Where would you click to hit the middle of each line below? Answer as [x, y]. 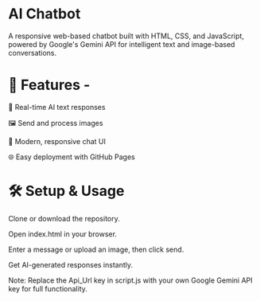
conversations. [33, 53]
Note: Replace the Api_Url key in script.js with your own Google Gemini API [130, 280]
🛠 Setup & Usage [66, 191]
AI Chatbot [45, 14]
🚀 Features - [49, 85]
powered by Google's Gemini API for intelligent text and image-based [122, 44]
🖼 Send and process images [56, 123]
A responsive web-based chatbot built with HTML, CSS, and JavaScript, [126, 36]
